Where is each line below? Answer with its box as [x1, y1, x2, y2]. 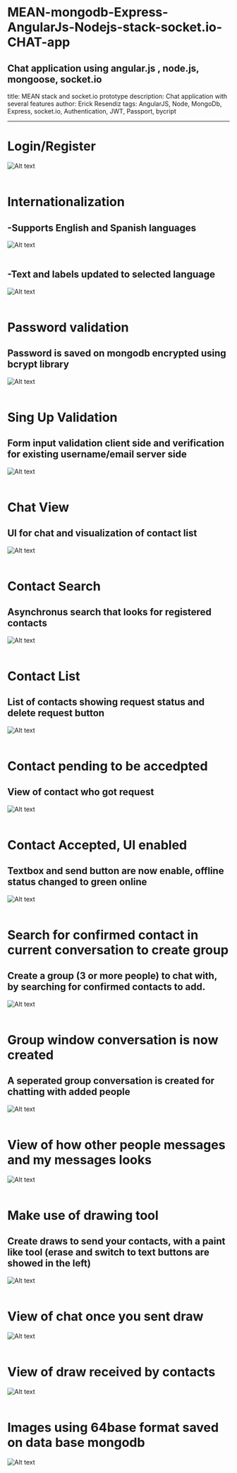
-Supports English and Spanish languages [7, 222, 196, 234]
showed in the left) [7, 1257, 92, 1270]
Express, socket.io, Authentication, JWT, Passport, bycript [7, 107, 176, 115]
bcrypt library [7, 358, 69, 370]
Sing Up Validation [7, 409, 118, 425]
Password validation [7, 319, 129, 335]
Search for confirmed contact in [7, 927, 199, 942]
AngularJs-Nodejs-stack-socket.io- [7, 19, 223, 35]
